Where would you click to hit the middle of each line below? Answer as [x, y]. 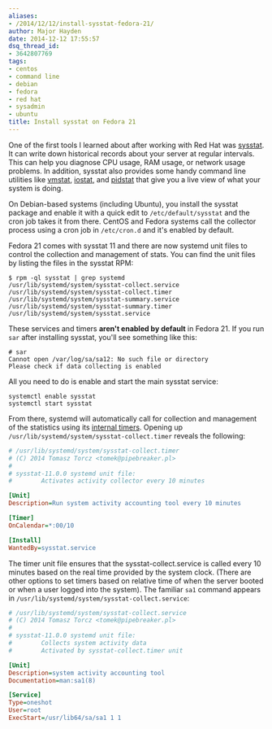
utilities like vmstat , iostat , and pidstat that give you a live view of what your [135, 179]
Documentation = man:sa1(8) [52, 680]
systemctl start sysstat [50, 404]
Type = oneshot [30, 703]
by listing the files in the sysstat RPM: [71, 263]
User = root [25, 710]
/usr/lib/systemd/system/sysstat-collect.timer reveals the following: [127, 435]
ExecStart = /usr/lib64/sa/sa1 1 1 [65, 718]
